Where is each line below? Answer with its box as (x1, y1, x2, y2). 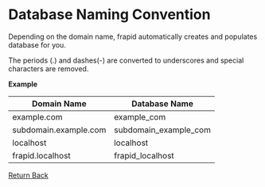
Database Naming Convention (8, 6, 211, 24)
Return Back (8, 170, 49, 180)
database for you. (8, 40, 66, 49)
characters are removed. (8, 63, 89, 73)
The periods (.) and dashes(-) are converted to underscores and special (8, 55, 244, 65)
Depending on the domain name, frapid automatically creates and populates (8, 32, 258, 41)
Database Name (131, 97, 193, 109)
